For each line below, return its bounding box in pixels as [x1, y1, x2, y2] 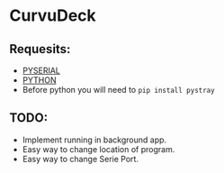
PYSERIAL [22, 65, 60, 76]
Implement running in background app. [22, 134, 167, 145]
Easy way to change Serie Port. [22, 153, 139, 164]
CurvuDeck [9, 5, 96, 26]
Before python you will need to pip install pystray [22, 85, 215, 95]
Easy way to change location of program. [22, 143, 175, 154]
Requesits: [9, 41, 71, 57]
